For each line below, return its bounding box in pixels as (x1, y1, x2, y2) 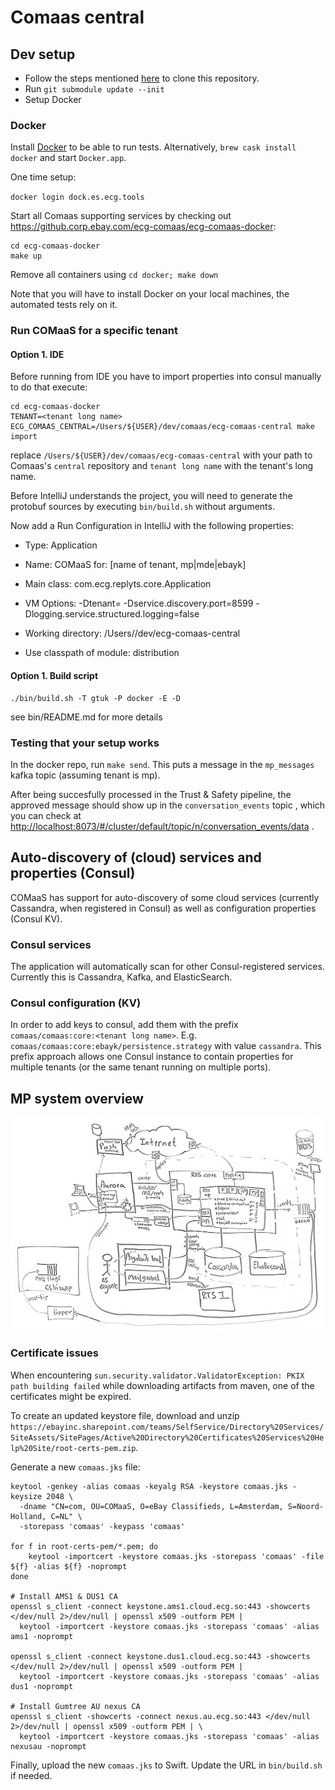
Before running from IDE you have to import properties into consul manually (10, 371, 322, 383)
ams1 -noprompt (10, 1631, 74, 1641)
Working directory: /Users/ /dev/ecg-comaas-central (24, 627, 241, 640)
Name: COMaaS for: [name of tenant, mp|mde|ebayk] (24, 559, 247, 571)
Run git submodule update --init (24, 83, 165, 95)
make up (10, 251, 43, 261)
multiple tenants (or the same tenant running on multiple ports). (10, 1061, 272, 1073)
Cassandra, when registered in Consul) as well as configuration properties (10, 902, 317, 914)
